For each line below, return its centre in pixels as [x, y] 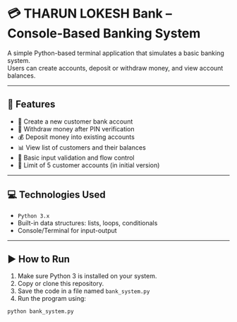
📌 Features [31, 104]
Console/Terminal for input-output [67, 230]
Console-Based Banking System [104, 34]
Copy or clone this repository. [61, 284]
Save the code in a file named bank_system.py [84, 291]
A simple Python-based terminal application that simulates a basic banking [116, 53]
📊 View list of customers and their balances [81, 147]
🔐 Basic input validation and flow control [76, 157]
